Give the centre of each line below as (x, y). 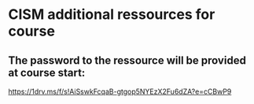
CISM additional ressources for (112, 15)
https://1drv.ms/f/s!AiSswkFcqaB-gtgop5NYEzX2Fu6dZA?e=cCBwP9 (120, 91)
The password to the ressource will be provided (127, 60)
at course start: (47, 72)
